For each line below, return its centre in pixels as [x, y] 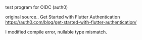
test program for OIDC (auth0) [37, 7]
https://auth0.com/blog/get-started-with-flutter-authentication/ [71, 22]
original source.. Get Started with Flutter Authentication [63, 17]
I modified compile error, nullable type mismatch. [56, 32]
